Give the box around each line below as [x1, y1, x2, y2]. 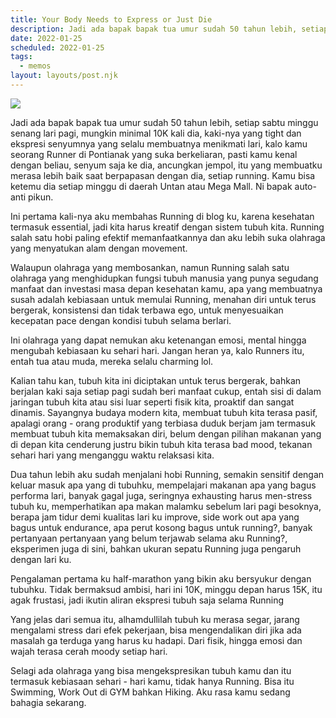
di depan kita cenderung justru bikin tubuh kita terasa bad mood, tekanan [10, 438, 313, 450]
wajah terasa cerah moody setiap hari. [10, 645, 168, 657]
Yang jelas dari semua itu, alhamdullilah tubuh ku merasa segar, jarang [10, 613, 300, 625]
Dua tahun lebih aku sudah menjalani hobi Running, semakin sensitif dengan [10, 468, 325, 480]
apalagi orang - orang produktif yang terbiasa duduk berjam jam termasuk [10, 417, 316, 429]
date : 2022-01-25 [10, 33, 83, 43]
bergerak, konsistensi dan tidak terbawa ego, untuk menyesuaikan [10, 304, 284, 316]
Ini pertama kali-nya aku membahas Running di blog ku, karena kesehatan [10, 210, 315, 222]
